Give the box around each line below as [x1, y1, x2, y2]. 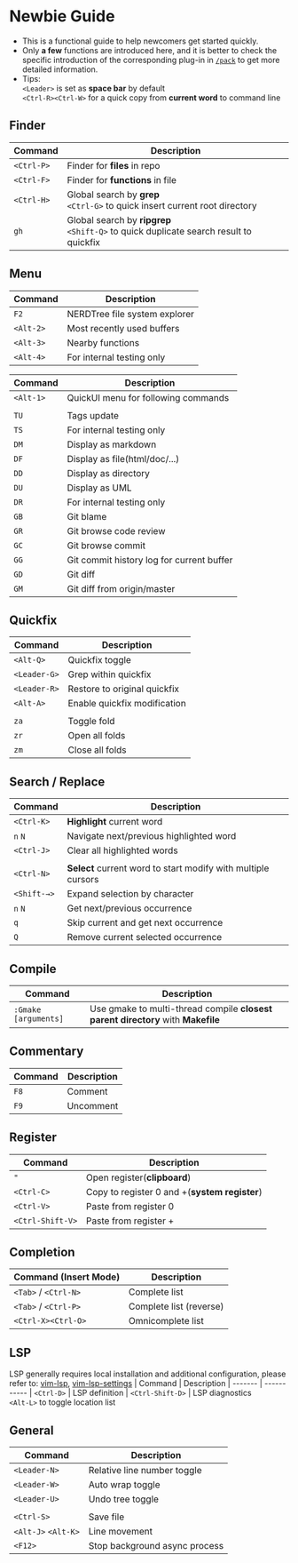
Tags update [67, 409, 120, 421]
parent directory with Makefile [90, 1014, 220, 1025]
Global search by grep [67, 188, 160, 201]
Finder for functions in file [67, 173, 177, 186]
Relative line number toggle [88, 1464, 202, 1477]
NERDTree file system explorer [67, 307, 195, 320]
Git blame [67, 510, 107, 522]
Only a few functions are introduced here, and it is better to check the [21, 44, 278, 55]
